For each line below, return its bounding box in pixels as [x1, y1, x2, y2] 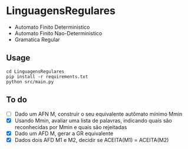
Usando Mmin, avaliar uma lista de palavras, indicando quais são [14, 117, 172, 124]
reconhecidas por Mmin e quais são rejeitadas [14, 123, 127, 130]
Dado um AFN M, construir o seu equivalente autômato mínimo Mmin [14, 110, 183, 117]
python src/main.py [6, 79, 54, 84]
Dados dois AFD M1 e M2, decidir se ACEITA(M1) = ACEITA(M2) [14, 136, 169, 143]
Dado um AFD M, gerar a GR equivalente [14, 130, 114, 137]
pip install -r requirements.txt [6, 73, 88, 80]
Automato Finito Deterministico [14, 23, 90, 31]
